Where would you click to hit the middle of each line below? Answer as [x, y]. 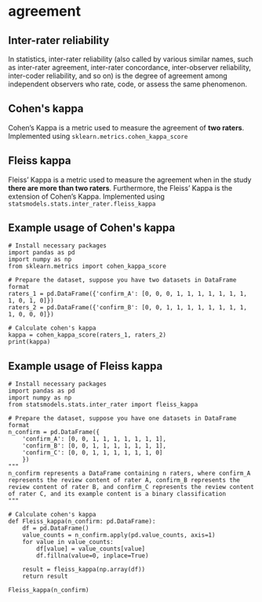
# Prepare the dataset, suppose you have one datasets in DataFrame [122, 418]
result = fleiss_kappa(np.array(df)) [84, 570]
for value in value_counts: [68, 542]
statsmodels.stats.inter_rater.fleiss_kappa [82, 204]
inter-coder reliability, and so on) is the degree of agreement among [118, 76]
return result [45, 576]
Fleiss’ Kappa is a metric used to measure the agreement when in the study [130, 180]
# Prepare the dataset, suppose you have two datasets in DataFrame [122, 280]
